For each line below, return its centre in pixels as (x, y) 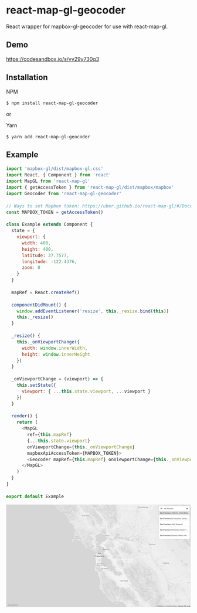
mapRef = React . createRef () (46, 292)
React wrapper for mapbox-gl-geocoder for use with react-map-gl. (87, 26)
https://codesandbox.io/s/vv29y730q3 (53, 59)
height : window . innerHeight (56, 354)
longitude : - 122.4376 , (49, 261)
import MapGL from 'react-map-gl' (48, 181)
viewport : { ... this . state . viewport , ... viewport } (86, 391)
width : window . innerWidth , (55, 348)
